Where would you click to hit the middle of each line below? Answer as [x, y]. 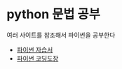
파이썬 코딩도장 [38, 58]
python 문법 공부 [54, 14]
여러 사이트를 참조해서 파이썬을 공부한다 [61, 35]
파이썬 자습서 [35, 49]
